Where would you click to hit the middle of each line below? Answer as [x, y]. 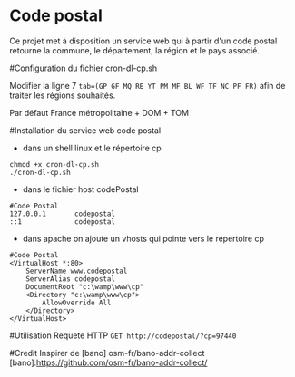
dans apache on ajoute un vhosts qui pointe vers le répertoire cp [143, 238]
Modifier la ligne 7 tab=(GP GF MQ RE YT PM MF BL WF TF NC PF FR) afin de [147, 85]
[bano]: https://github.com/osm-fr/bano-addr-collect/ [108, 362]
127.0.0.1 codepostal [63, 214]
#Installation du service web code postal [85, 130]
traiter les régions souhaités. [63, 95]
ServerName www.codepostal [77, 271]
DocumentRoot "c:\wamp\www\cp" [85, 286]
